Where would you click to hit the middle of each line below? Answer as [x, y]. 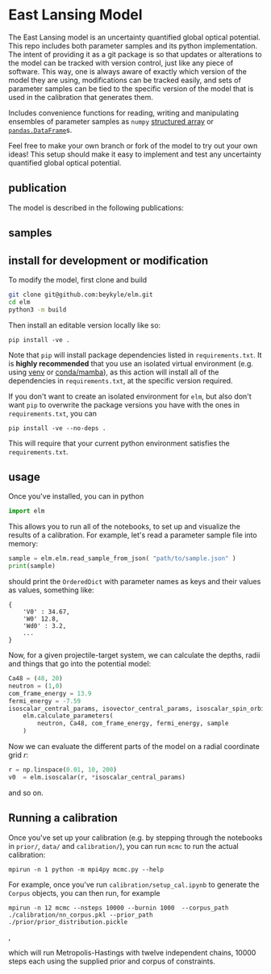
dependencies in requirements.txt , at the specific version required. [121, 380]
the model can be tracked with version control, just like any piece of [121, 63]
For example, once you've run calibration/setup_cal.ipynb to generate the [134, 884]
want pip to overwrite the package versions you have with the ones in [124, 404]
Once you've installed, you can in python [76, 496]
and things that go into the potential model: [80, 664]
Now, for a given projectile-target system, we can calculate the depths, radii [134, 655]
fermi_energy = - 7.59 [45, 701]
